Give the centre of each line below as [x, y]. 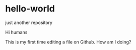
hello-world [30, 9]
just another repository [29, 22]
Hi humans [16, 32]
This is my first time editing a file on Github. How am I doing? [68, 42]
